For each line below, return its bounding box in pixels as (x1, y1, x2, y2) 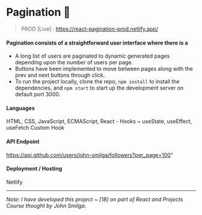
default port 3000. (14, 91, 61, 98)
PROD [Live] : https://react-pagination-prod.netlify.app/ (20, 25, 158, 32)
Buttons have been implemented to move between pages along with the (14, 65, 194, 73)
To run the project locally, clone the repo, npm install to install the (14, 78, 180, 85)
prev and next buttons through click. (14, 71, 105, 79)
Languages (6, 104, 35, 112)
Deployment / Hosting (6, 165, 63, 172)
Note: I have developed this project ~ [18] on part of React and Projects (6, 195, 183, 203)
